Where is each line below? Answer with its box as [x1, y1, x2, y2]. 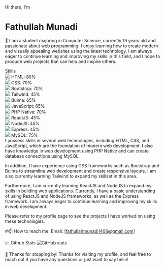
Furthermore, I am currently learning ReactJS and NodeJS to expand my [5, 182, 152, 188]
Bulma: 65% [11, 97, 36, 103]
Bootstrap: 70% [11, 86, 43, 91]
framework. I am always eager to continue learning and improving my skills [5, 198, 157, 204]
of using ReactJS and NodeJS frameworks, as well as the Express [5, 193, 139, 199]
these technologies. [5, 218, 45, 224]
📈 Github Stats [5, 239, 36, 245]
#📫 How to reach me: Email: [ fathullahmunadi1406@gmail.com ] [5, 228, 135, 234]
